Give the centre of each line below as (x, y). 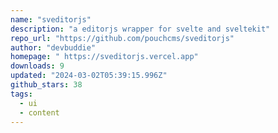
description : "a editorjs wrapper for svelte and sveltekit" (140, 29)
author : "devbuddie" (53, 47)
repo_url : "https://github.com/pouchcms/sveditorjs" (122, 38)
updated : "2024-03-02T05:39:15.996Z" (89, 76)
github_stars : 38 (46, 85)
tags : (21, 94)
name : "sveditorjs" (51, 19)
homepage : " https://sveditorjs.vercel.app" (104, 57)
